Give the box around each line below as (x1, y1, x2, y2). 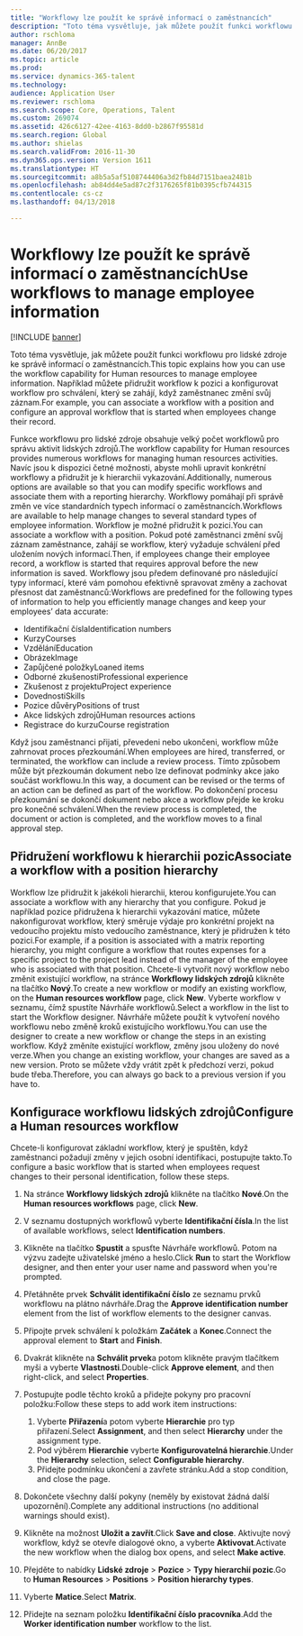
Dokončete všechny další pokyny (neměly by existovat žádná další (22, 1491, 270, 1502)
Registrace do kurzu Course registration (22, 718, 170, 730)
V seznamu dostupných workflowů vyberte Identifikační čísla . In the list (22, 1216, 289, 1227)
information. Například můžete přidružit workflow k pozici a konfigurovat (10, 378, 279, 388)
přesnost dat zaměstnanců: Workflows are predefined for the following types (10, 587, 293, 598)
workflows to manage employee (10, 283, 255, 303)
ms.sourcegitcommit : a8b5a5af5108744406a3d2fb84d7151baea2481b (10, 172, 253, 181)
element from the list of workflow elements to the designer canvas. (22, 1308, 272, 1319)
